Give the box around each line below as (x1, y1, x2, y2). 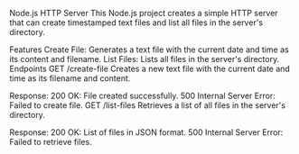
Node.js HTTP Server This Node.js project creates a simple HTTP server (9, 8, 278, 18)
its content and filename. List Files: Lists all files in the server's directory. (9, 54, 280, 64)
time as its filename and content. (9, 73, 131, 84)
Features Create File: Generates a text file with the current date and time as (9, 44, 289, 55)
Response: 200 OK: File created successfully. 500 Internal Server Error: (9, 90, 276, 101)
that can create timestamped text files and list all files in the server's (9, 17, 264, 28)
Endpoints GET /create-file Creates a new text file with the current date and (9, 63, 291, 74)
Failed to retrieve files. (9, 137, 92, 147)
